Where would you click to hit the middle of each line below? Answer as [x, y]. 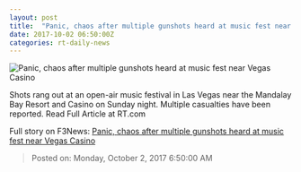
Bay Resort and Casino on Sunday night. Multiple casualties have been [140, 105]
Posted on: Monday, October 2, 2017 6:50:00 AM [122, 159]
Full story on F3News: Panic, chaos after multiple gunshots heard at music [147, 132]
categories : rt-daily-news [60, 43]
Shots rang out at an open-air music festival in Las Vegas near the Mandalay [150, 95]
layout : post [34, 17]
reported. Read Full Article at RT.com [78, 114]
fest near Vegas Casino [53, 141]
